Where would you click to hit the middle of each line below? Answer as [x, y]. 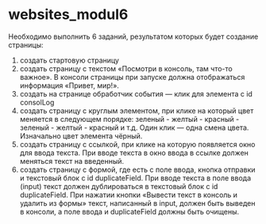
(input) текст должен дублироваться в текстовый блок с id [119, 186]
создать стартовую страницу [69, 60]
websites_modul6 [68, 15]
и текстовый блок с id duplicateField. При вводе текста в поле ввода [135, 178]
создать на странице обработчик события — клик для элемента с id [136, 93]
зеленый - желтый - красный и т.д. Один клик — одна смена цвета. [134, 127]
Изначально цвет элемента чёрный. [81, 135]
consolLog [37, 102]
